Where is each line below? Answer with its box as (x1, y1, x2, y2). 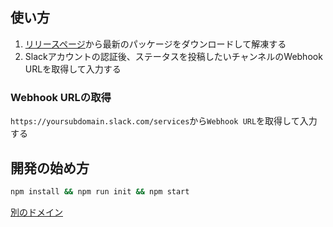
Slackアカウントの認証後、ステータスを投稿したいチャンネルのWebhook (24, 50, 323, 62)
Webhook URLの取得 (10, 90, 112, 104)
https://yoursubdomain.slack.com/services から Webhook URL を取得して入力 (10, 115, 318, 127)
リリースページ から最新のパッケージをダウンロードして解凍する (24, 38, 287, 50)
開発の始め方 (10, 159, 90, 177)
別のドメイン (10, 206, 63, 218)
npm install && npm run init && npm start (10, 186, 190, 197)
